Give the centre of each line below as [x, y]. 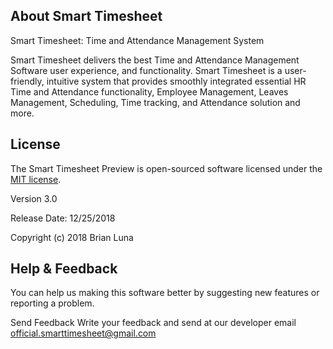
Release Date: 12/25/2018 [63, 218]
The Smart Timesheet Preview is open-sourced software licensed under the [166, 168]
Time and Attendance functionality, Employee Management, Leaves [149, 91]
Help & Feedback [64, 269]
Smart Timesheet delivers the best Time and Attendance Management [155, 60]
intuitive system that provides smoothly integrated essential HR [176, 81]
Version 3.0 [34, 198]
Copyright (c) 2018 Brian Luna [72, 237]
